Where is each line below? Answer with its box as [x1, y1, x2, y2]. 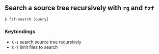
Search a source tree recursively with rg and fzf [4, 4, 155, 12]
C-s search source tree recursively [11, 39, 81, 45]
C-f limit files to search [11, 44, 58, 50]
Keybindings [4, 28, 35, 35]
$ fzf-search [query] [4, 17, 49, 21]
